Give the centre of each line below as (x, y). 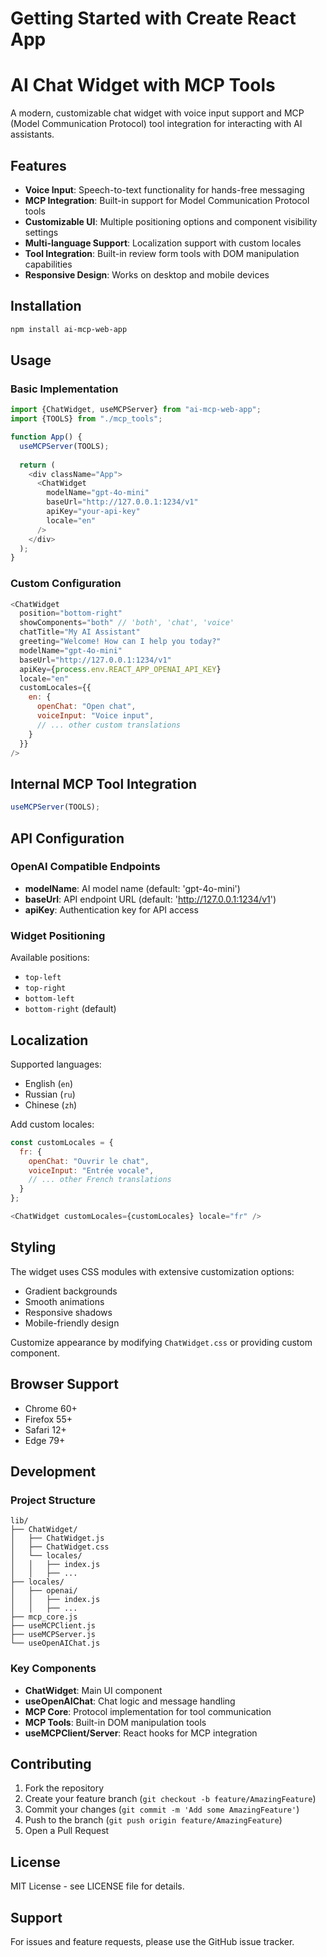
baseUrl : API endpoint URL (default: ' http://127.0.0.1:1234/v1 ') (150, 899)
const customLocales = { (62, 1142)
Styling (33, 1247)
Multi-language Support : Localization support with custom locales (163, 243)
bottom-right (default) (70, 1009)
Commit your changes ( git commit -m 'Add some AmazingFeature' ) (162, 1809)
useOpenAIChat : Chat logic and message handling (130, 1701)
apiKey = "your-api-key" (93, 512)
